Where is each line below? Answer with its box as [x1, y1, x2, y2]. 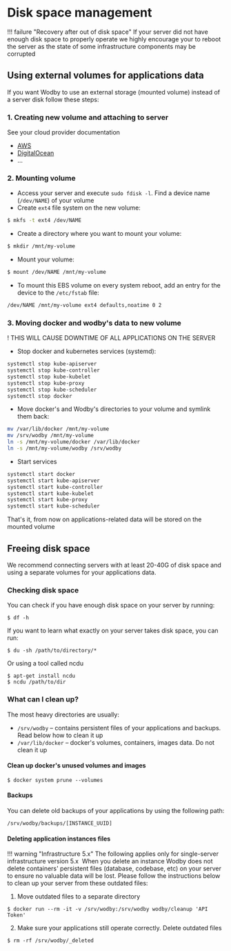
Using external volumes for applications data [7, 70, 205, 81]
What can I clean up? [7, 694, 79, 704]
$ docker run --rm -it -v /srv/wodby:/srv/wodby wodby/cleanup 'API [7, 905, 208, 913]
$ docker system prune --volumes [7, 777, 103, 783]
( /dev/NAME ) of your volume [17, 197, 94, 205]
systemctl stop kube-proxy [7, 379, 85, 387]
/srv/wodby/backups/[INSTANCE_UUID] [7, 819, 112, 827]
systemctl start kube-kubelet [7, 490, 94, 497]
